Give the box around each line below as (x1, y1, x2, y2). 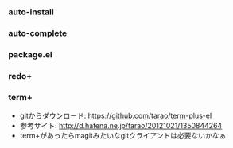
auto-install (8, 6, 54, 18)
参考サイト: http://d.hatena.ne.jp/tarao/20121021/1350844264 (19, 120, 223, 130)
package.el (8, 49, 53, 60)
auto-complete (8, 27, 68, 38)
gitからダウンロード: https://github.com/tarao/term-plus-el (19, 111, 212, 120)
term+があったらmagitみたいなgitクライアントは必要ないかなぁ (19, 130, 227, 140)
